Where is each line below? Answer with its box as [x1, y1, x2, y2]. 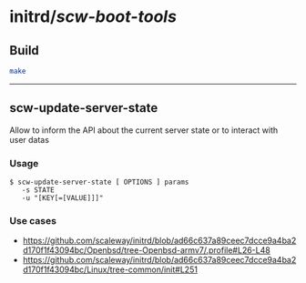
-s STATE [21, 185, 55, 195]
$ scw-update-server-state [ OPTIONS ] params [9, 177, 189, 187]
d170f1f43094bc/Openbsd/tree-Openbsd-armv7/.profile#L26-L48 [22, 245, 270, 256]
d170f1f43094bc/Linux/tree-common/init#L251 [22, 264, 199, 275]
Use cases [9, 214, 57, 227]
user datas [9, 134, 50, 145]
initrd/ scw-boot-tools [9, 6, 178, 27]
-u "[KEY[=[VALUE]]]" [21, 193, 104, 202]
